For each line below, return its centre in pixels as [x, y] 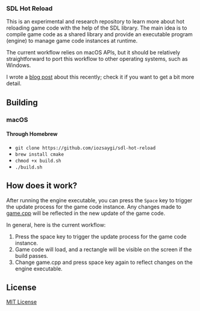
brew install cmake [39, 154]
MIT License [22, 302]
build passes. [31, 255]
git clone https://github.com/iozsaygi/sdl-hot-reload [85, 148]
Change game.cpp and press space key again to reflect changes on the [104, 262]
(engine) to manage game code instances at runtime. [72, 41]
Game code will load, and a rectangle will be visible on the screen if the [103, 249]
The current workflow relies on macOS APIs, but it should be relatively [93, 53]
